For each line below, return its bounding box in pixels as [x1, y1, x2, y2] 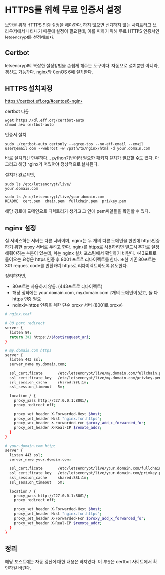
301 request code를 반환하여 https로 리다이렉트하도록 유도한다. [5, 263, 128, 268]
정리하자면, [5, 273, 27, 279]
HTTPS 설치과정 [5, 84, 53, 93]
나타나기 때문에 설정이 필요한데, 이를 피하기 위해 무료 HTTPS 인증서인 [26, 28, 160, 34]
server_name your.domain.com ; [9, 457, 71, 462]
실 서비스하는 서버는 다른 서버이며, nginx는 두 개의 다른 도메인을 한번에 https [5, 238, 152, 244]
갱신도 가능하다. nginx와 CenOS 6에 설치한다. [5, 69, 93, 75]
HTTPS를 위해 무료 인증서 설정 [5, 4, 122, 16]
